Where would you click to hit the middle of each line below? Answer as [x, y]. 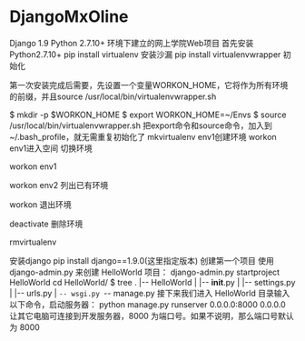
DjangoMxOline [69, 17]
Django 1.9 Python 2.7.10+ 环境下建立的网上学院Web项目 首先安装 [132, 43]
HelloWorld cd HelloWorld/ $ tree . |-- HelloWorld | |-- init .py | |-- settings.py [152, 282]
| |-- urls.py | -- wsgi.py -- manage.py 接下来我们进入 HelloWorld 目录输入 [150, 293]
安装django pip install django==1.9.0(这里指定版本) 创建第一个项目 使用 [142, 260]
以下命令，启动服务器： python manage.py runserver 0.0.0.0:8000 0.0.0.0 [148, 304]
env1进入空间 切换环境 [51, 148]
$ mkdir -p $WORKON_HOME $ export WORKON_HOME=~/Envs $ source [148, 115]
